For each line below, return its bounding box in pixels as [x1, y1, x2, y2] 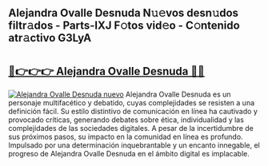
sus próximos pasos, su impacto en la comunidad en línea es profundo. [8, 132, 243, 141]
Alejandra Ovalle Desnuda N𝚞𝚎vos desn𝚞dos [8, 6, 238, 20]
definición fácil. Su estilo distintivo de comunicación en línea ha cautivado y [8, 107, 258, 116]
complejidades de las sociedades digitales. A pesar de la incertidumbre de [8, 124, 254, 132]
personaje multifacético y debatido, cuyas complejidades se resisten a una [8, 98, 255, 107]
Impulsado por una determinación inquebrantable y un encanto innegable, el [8, 140, 260, 150]
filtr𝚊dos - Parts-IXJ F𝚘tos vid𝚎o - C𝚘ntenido [8, 19, 240, 33]
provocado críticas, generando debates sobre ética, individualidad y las [8, 115, 244, 125]
